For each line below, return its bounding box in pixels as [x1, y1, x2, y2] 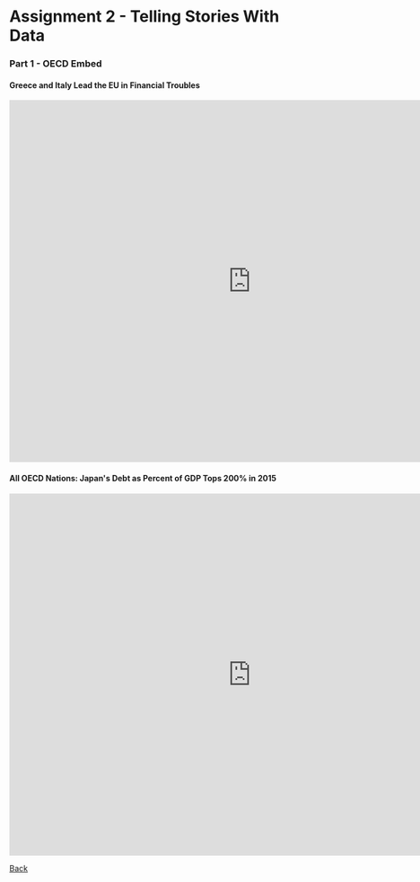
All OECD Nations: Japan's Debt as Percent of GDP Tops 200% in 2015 [9, 472, 276, 483]
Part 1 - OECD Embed [9, 57, 102, 70]
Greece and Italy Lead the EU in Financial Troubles [9, 79, 200, 91]
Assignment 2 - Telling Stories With [9, 6, 280, 27]
